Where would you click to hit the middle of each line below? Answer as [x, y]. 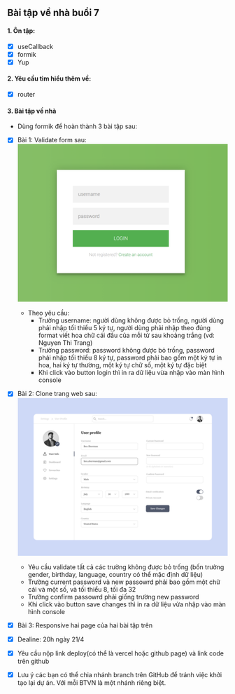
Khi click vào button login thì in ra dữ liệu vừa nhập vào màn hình [131, 373]
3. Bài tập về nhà [32, 111]
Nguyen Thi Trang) [65, 343]
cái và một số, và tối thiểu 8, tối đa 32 [82, 589]
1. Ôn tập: [21, 30]
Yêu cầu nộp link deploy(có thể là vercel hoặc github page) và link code [120, 653]
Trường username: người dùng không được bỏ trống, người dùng [131, 320]
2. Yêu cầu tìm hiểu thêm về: [49, 79]
